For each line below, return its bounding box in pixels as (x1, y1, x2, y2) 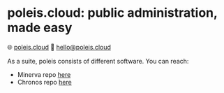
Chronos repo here (17, 78, 72, 86)
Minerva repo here (17, 70, 71, 78)
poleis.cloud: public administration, (7, 5, 218, 21)
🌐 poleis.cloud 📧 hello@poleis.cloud (7, 43, 112, 51)
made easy (7, 20, 73, 36)
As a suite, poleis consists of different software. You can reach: (7, 57, 189, 65)
